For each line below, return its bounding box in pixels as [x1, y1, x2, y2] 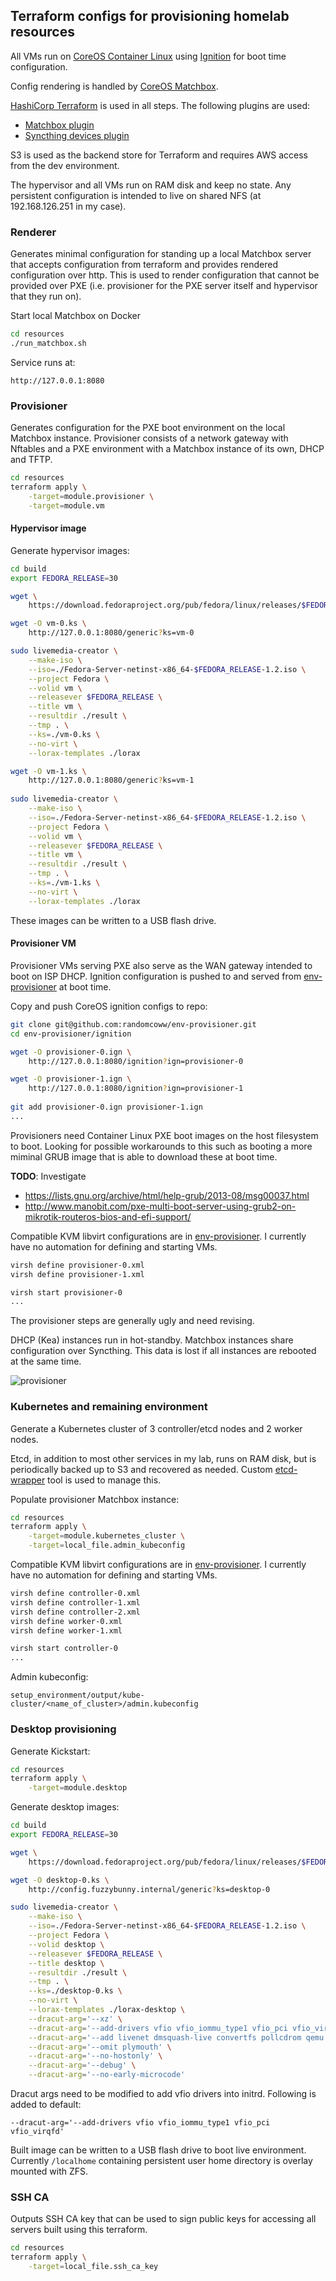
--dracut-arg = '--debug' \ [28, 2060, 137, 2071]
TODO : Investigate [10, 1170, 87, 1182]
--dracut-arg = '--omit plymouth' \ [28, 2042, 172, 2052]
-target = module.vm [28, 500, 105, 511]
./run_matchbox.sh [10, 338, 87, 348]
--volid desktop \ [28, 1939, 105, 1949]
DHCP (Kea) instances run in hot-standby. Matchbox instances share [10, 1334, 294, 1346]
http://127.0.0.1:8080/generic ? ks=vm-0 [28, 628, 195, 638]
